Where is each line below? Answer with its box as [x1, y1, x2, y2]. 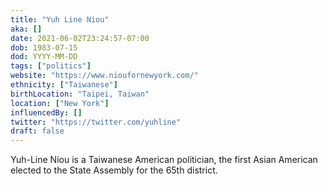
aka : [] [10, 24, 43, 34]
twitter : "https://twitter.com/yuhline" [10, 117, 182, 127]
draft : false [10, 126, 65, 136]
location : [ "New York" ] [10, 98, 110, 108]
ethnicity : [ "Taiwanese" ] [10, 80, 118, 90]
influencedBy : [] [10, 107, 83, 118]
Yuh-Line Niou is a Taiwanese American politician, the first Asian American [10, 154, 318, 166]
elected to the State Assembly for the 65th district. [10, 164, 218, 176]
